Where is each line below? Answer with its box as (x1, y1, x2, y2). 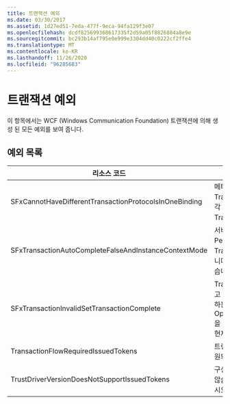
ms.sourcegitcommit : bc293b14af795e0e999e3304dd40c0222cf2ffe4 (7, 36, 192, 42)
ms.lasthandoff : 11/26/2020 (7, 55, 88, 62)
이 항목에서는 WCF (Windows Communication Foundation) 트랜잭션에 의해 (7, 116, 211, 124)
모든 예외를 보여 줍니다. (21, 124, 84, 133)
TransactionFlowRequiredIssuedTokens (10, 347, 138, 356)
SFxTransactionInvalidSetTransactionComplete (10, 304, 161, 313)
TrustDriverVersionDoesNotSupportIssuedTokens (10, 375, 170, 384)
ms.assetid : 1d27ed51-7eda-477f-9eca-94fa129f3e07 (7, 23, 155, 29)
